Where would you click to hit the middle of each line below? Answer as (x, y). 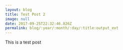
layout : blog (19, 10)
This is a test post (23, 42)
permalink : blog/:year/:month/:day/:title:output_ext (62, 28)
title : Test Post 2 (25, 14)
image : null (17, 19)
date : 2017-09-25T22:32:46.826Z (38, 24)
